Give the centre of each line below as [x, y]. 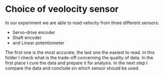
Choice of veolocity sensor [62, 9]
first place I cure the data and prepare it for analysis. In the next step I [77, 63]
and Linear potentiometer [38, 42]
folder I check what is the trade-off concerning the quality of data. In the [79, 57]
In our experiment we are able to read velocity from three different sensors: [82, 23]
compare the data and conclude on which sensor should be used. [72, 68]
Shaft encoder [27, 38]
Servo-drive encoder [34, 32]
